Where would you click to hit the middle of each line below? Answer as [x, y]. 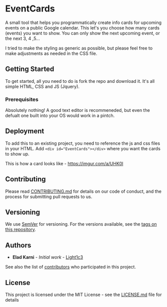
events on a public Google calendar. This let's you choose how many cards [82, 27]
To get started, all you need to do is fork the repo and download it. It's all [80, 81]
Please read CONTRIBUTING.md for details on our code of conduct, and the [83, 191]
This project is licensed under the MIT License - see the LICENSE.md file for [83, 295]
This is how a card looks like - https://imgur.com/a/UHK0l [64, 163]
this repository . [21, 230]
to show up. [17, 154]
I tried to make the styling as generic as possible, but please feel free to [79, 48]
